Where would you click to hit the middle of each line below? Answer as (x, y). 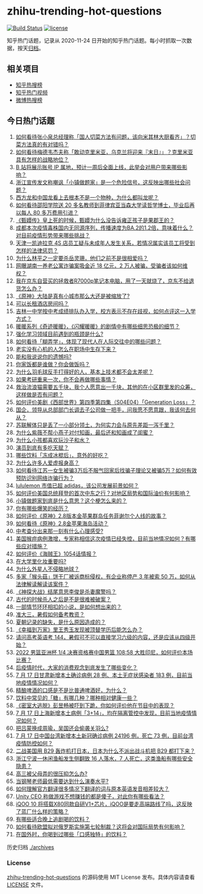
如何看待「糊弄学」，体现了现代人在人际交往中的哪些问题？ (89, 341)
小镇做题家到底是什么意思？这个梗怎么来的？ (71, 500)
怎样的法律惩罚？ (37, 250)
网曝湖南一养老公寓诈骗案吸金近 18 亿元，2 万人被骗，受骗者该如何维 (101, 266)
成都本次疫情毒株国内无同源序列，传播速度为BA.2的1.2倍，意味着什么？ (105, 227)
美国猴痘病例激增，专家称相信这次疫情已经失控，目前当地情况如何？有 (103, 539)
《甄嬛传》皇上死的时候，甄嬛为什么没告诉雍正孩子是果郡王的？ (95, 220)
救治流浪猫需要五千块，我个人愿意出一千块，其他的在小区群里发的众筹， (105, 387)
